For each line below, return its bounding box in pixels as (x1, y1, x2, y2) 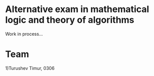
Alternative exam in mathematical (5, 4, 149, 15)
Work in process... (5, 31, 43, 37)
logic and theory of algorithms (5, 14, 134, 26)
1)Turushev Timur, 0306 (5, 65, 55, 71)
